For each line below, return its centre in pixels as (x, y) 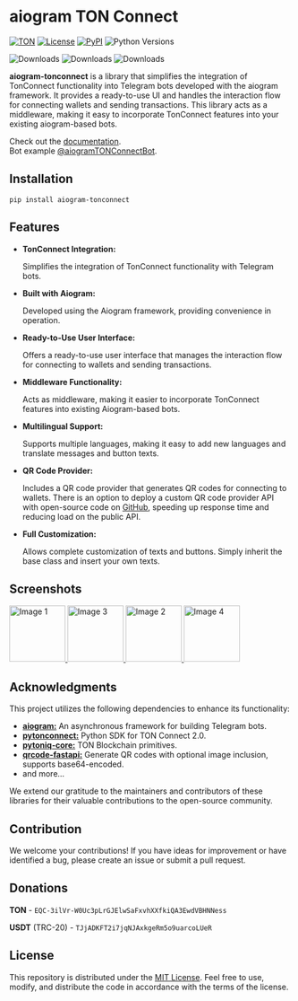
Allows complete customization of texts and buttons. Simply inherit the (152, 551)
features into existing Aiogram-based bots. (101, 408)
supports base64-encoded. (73, 764)
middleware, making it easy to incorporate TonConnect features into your (144, 114)
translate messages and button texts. (90, 453)
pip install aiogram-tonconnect (69, 199)
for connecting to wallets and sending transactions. (117, 364)
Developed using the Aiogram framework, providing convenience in (146, 311)
